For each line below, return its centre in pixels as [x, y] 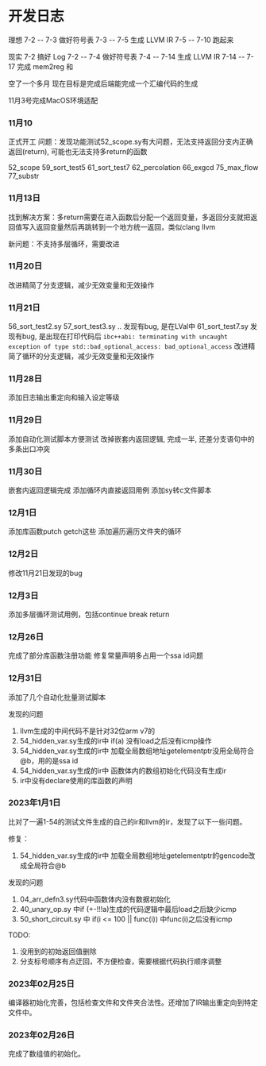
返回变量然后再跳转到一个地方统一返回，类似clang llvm [125, 226]
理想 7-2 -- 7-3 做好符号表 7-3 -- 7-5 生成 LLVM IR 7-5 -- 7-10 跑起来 [121, 40]
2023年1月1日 [35, 803]
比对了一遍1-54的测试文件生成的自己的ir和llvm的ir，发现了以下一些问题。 [127, 821]
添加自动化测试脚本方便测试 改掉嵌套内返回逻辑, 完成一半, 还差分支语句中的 [131, 438]
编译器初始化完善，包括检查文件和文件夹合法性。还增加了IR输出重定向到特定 [133, 1002]
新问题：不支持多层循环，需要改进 [64, 244]
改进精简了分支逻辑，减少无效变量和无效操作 [81, 285]
